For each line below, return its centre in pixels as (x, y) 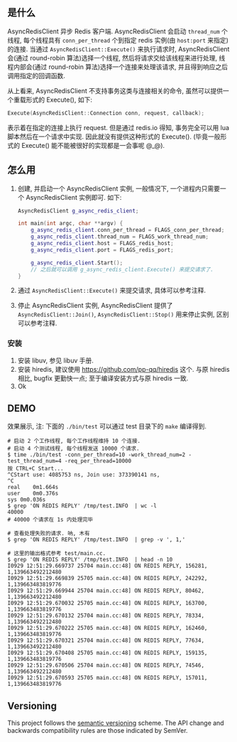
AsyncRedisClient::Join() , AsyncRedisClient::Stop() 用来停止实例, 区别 (123, 314)
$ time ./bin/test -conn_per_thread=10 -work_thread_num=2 (97, 455)
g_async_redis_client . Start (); (77, 263)
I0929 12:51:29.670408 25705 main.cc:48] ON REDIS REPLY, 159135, (108, 653)
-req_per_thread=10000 (98, 461)
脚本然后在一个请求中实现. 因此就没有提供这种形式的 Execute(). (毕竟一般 (114, 136)
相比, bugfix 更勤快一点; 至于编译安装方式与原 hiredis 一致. (103, 378)
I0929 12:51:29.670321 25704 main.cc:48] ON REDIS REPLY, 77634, (106, 641)
